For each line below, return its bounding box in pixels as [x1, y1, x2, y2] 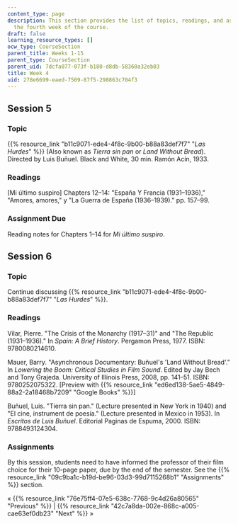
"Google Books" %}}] [73, 387, 136, 397]
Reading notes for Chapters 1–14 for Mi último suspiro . [7, 229, 165, 238]
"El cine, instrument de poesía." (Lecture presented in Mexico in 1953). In [7, 409, 220, 418]
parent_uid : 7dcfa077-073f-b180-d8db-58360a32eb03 [7, 63, 160, 70]
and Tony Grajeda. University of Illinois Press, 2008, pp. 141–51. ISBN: [7, 372, 210, 381]
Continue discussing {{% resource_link [7, 287, 121, 296]
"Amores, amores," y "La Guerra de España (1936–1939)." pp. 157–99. [7, 196, 210, 205]
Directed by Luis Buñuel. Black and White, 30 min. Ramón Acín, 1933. [7, 155, 209, 164]
